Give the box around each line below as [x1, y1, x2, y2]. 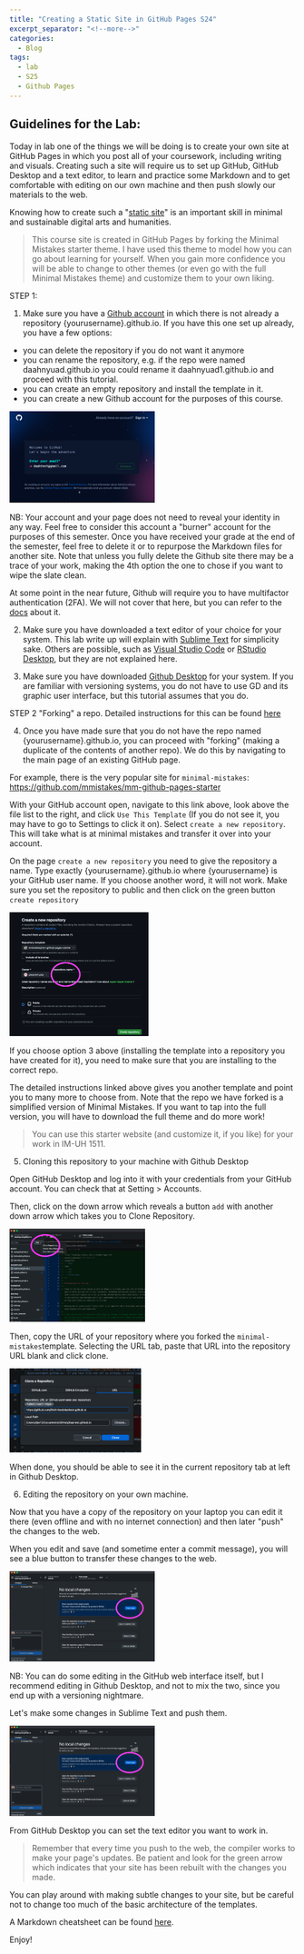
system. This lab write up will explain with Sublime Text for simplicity [22, 634, 279, 645]
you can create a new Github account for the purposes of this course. [22, 393, 284, 404]
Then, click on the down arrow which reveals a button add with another [9, 1201, 274, 1211]
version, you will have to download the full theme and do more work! [9, 1111, 266, 1122]
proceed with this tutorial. [22, 374, 119, 384]
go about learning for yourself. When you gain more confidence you [31, 253, 286, 264]
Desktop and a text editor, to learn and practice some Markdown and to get [9, 169, 290, 181]
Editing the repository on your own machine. [22, 1489, 189, 1500]
